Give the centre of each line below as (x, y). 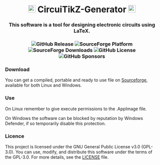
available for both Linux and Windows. (43, 85)
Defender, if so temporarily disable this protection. (55, 123)
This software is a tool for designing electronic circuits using (82, 25)
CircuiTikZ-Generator (82, 10)
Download (18, 69)
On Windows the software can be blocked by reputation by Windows (74, 118)
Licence (15, 136)
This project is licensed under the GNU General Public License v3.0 (73, 146)
